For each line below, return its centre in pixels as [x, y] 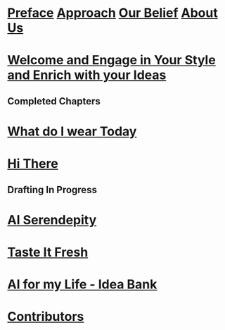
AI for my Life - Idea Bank [82, 285]
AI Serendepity [52, 220]
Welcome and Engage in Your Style [111, 60]
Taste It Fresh [48, 252]
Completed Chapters [54, 101]
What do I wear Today [72, 131]
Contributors [46, 317]
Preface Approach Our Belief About [112, 13]
